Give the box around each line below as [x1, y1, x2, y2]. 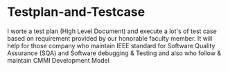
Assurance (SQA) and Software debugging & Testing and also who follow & [7, 49, 222, 57]
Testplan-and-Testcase [7, 4, 146, 20]
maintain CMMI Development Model [7, 56, 109, 64]
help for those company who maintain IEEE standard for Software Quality [7, 41, 216, 50]
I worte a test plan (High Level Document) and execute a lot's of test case [7, 27, 217, 35]
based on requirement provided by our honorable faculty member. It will [7, 34, 213, 42]
